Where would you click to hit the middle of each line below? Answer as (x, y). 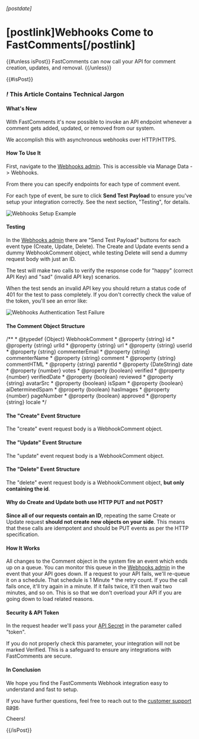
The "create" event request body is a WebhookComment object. (84, 429)
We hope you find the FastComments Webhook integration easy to (87, 683)
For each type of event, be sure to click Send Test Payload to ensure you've (99, 195)
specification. (23, 534)
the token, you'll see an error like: (47, 301)
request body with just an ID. (41, 259)
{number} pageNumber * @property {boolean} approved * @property (91, 396)
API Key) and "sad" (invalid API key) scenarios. (63, 277)
